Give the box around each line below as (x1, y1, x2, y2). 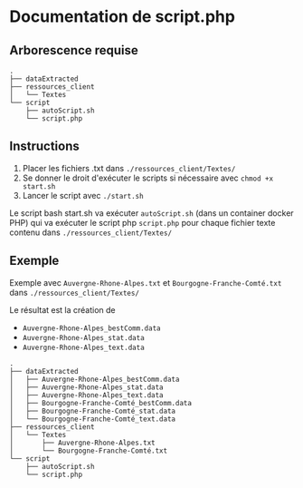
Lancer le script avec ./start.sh (22, 190, 144, 200)
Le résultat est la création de (9, 304, 116, 315)
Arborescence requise (9, 43, 138, 58)
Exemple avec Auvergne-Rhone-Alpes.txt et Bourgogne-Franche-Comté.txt (9, 277, 282, 288)
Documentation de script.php (9, 6, 235, 27)
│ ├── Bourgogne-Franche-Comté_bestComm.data (9, 398, 193, 407)
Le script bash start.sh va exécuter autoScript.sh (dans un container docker (9, 207, 294, 219)
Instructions (9, 139, 80, 154)
